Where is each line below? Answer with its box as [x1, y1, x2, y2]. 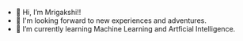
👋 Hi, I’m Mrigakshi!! [15, 8, 82, 17]
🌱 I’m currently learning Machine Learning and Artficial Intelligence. [15, 24, 236, 33]
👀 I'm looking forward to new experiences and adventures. [15, 16, 207, 25]
